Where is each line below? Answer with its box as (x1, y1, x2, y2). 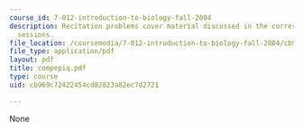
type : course (9, 72, 59, 81)
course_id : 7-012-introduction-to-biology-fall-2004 (9, 13, 212, 23)
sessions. (17, 30, 54, 39)
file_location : (9, 38, 67, 48)
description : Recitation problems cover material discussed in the (9, 22, 269, 31)
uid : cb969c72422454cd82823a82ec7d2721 (9, 80, 160, 89)
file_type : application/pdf (9, 47, 115, 56)
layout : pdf (9, 55, 54, 64)
